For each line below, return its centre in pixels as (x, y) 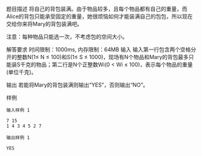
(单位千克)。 (22, 72)
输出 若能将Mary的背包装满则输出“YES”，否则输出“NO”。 (77, 85)
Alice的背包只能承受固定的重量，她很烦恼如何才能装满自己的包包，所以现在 (99, 16)
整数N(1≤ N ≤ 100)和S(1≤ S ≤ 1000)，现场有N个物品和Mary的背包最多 (103, 57)
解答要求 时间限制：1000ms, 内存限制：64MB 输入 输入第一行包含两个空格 (99, 49)
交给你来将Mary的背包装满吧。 (44, 24)
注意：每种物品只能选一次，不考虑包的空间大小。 (67, 37)
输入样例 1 (18, 110)
